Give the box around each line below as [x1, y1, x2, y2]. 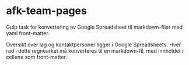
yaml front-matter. [6, 29, 50, 36]
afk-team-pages [6, 4, 87, 18]
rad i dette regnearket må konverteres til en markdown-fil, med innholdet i [6, 47, 184, 54]
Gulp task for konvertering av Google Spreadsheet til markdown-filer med [6, 23, 183, 30]
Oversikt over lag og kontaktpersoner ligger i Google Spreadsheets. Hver [6, 41, 181, 48]
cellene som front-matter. [6, 53, 67, 60]
